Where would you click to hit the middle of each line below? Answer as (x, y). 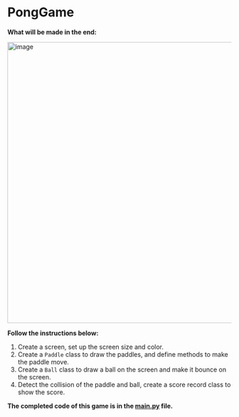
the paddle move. (43, 362)
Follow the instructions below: (53, 333)
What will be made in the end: (52, 32)
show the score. (41, 392)
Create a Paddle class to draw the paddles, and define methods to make (123, 354)
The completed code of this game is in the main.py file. (90, 406)
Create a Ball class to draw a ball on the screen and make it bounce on (122, 369)
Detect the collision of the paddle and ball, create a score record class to (124, 384)
